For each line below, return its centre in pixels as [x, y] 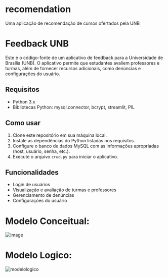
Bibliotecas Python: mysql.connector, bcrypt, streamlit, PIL [74, 107]
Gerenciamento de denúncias [43, 195]
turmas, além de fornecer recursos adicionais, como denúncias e [73, 68]
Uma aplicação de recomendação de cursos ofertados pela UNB [73, 23]
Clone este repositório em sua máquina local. [60, 135]
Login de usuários [31, 185]
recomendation [38, 9]
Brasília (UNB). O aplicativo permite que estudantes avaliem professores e [82, 63]
